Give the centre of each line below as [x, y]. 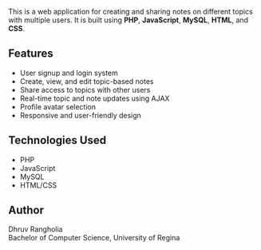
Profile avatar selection [58, 106]
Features [31, 54]
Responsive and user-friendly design [81, 115]
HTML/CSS [38, 185]
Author [26, 210]
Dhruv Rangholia [36, 229]
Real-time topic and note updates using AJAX [95, 98]
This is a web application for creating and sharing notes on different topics [130, 12]
